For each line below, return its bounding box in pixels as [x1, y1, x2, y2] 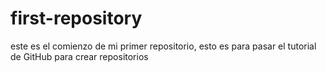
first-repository [10, 7, 143, 30]
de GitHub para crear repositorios [10, 50, 149, 62]
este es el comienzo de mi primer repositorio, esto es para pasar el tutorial [10, 40, 317, 52]
